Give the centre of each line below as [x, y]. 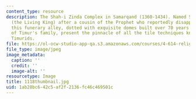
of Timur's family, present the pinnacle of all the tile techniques [97, 33]
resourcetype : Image [31, 76]
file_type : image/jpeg [34, 49]
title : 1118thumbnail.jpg [37, 82]
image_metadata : [26, 55]
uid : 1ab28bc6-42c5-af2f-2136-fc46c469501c [60, 87]
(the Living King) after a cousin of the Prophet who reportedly [92, 22]
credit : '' [24, 66]
